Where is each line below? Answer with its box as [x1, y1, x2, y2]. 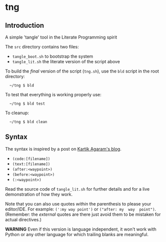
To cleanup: [5, 110, 29, 116]
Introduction [5, 21, 44, 30]
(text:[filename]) [12, 161, 50, 166]
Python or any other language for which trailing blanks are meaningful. [5, 231, 149, 237]
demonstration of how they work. [5, 191, 73, 197]
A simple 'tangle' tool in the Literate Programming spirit [5, 34, 117, 40]
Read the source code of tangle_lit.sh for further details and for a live [5, 186, 150, 192]
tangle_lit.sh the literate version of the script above [12, 59, 120, 64]
